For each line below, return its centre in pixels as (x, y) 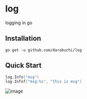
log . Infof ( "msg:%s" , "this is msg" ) (43, 82)
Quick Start (23, 66)
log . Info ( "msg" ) (22, 77)
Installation (23, 38)
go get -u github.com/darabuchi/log (43, 50)
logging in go (19, 23)
